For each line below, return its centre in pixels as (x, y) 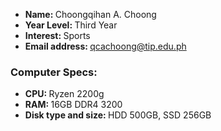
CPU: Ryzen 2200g (64, 94)
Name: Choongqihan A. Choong (90, 14)
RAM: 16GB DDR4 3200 (73, 105)
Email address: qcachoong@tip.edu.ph (105, 46)
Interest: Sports (57, 35)
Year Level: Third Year (71, 25)
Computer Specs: (54, 72)
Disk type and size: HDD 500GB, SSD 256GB (118, 115)
